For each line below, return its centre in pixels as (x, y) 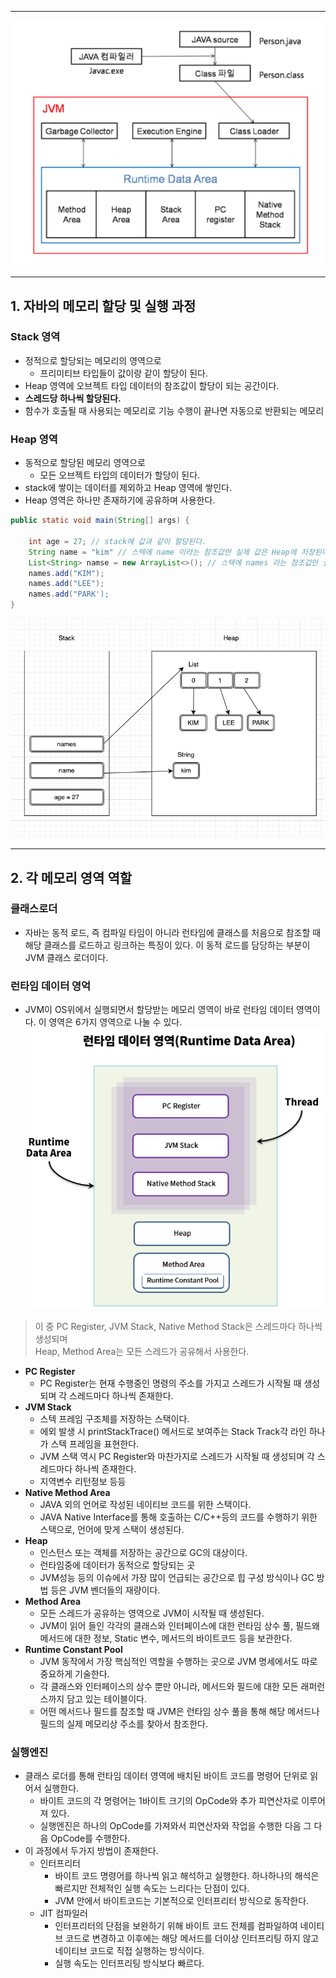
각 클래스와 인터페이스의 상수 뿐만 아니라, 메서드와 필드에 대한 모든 (169, 1686)
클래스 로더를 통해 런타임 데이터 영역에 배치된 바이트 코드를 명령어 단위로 (166, 1776)
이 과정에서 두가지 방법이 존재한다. (91, 1851)
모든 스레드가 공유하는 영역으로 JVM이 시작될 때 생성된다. (152, 1613)
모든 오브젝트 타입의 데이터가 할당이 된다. (120, 475)
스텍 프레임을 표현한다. (95, 1444)
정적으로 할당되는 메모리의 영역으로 (93, 360)
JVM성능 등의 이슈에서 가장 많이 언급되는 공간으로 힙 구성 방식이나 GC (177, 1577)
